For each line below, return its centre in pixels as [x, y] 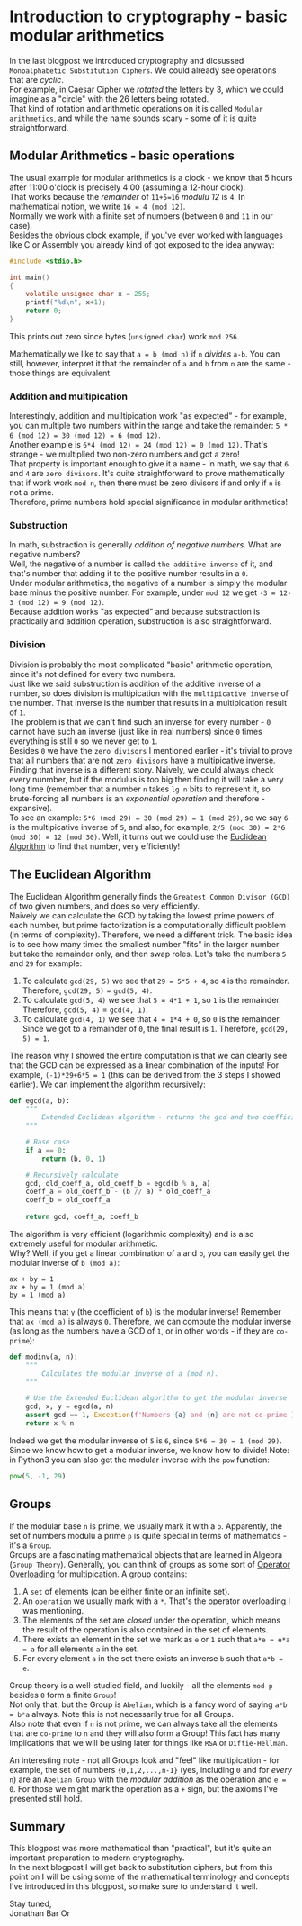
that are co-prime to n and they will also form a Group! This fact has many [145, 1733]
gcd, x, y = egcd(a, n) [70, 1406]
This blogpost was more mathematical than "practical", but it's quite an [141, 1849]
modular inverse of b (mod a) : [64, 1262]
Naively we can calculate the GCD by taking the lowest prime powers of [142, 915]
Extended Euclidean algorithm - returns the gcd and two [150, 1117]
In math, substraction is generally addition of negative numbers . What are [146, 545]
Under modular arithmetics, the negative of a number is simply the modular [148, 583]
